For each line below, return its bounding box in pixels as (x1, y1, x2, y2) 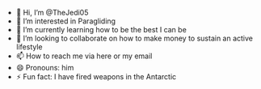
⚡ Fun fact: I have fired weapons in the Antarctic (15, 72, 177, 81)
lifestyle (15, 42, 43, 52)
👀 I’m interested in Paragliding (15, 16, 116, 26)
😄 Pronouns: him (15, 63, 74, 72)
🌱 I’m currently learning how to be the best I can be (15, 25, 187, 34)
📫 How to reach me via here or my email (15, 51, 153, 61)
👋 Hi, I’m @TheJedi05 (15, 8, 89, 17)
